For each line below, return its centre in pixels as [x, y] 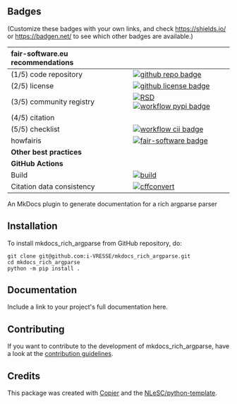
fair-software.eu [39, 54]
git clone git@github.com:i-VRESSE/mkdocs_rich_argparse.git [99, 256]
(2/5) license [32, 85]
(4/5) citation [33, 117]
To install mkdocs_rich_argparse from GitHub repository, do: [95, 243]
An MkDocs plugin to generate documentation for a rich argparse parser [112, 203]
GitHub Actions [37, 163]
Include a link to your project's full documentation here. [87, 307]
